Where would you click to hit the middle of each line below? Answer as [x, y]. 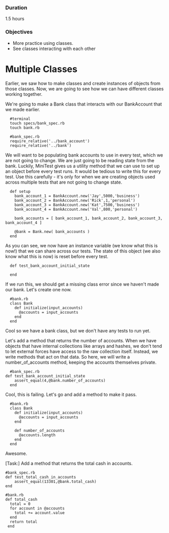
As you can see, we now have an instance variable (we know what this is [81, 245]
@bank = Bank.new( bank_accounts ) [52, 232]
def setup [20, 191]
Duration [16, 8]
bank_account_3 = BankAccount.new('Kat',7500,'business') [77, 205]
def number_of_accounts [40, 430]
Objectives [19, 32]
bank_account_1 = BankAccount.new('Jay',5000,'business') [77, 196]
